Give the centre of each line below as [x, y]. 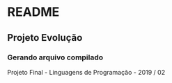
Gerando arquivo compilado [55, 57]
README [33, 12]
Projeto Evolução [45, 38]
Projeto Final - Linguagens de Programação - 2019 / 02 [86, 72]
